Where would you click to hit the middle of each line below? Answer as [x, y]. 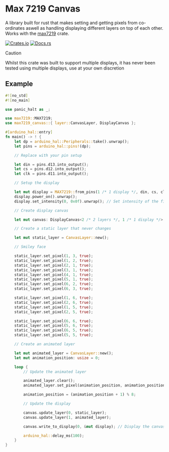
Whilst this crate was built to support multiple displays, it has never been [80, 62]
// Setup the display [37, 183]
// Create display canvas [41, 210]
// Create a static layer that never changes [63, 229]
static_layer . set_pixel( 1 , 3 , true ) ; [54, 256]
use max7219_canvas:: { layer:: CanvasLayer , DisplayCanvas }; [71, 123]
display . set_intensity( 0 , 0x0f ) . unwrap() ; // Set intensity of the [86, 201]
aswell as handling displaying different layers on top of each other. [95, 28]
